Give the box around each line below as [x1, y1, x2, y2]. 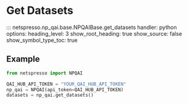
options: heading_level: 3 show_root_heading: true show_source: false [6, 30, 183, 37]
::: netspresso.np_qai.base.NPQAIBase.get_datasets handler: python [6, 24, 177, 31]
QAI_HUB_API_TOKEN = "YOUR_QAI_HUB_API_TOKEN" [6, 81, 127, 87]
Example [6, 54, 40, 64]
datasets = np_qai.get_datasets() [6, 92, 94, 99]
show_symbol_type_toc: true [6, 36, 78, 44]
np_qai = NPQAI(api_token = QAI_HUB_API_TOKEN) [6, 86, 124, 93]
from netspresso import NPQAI [6, 70, 83, 76]
